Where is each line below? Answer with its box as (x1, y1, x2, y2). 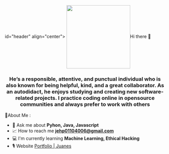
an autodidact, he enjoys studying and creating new (6, 88, 138, 95)
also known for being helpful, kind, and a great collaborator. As (6, 82, 164, 89)
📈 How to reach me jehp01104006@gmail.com (12, 128, 114, 134)
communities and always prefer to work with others (19, 101, 151, 108)
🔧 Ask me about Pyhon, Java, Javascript (12, 122, 99, 128)
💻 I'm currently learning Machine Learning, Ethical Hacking (12, 135, 140, 141)
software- (138, 88, 164, 95)
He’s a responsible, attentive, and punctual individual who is (9, 75, 161, 83)
